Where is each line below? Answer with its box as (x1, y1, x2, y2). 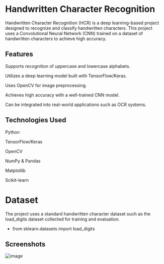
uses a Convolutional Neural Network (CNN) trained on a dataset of (5, 30, 143, 36)
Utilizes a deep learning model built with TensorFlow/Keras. (5, 73, 127, 79)
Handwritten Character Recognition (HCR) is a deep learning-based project (5, 20, 159, 26)
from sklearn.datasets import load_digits (12, 225, 95, 231)
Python (5, 129, 20, 135)
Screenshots (5, 240, 46, 248)
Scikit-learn (5, 177, 29, 183)
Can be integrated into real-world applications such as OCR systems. (5, 102, 147, 107)
